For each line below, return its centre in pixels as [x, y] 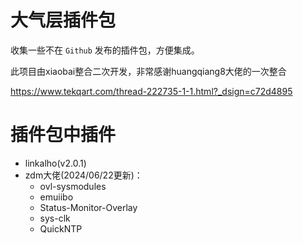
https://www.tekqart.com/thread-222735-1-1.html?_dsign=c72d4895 [151, 91]
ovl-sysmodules [73, 186]
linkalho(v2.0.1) [55, 163]
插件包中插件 [63, 135]
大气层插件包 [63, 20]
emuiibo [56, 197]
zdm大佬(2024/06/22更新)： [83, 175]
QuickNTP [61, 228]
